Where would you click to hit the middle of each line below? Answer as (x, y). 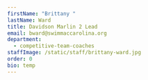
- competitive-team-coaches (54, 46)
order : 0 (20, 59)
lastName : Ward (29, 20)
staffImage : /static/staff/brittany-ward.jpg (74, 53)
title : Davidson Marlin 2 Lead (52, 26)
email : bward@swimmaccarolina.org (57, 33)
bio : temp (22, 65)
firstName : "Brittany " (42, 14)
